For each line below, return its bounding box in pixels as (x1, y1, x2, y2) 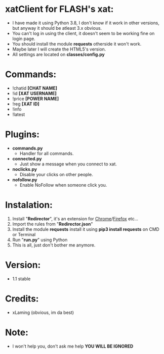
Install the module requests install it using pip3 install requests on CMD (12, 226, 160, 232)
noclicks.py (12, 166, 37, 172)
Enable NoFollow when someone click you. (19, 182, 107, 188)
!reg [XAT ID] (12, 101, 40, 107)
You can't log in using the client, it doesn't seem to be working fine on (12, 30, 155, 36)
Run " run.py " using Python (12, 237, 68, 243)
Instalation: (5, 200, 53, 210)
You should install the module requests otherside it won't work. (12, 41, 142, 47)
